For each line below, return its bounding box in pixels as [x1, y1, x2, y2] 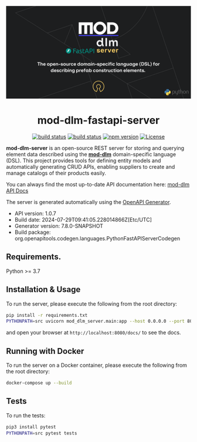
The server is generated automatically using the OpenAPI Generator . [6, 198, 171, 205]
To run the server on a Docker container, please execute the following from [6, 361, 188, 369]
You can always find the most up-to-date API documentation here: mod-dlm [6, 180, 190, 187]
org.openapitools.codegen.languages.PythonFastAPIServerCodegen [14, 235, 181, 242]
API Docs [6, 187, 29, 194]
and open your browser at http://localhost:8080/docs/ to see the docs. [6, 329, 181, 336]
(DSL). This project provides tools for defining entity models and [6, 157, 161, 164]
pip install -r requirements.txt [6, 312, 88, 318]
